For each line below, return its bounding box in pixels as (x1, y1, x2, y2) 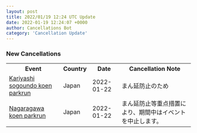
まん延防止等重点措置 (121, 100, 181, 108)
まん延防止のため (121, 82, 169, 90)
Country (63, 65, 87, 73)
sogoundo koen (9, 81, 52, 90)
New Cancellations (6, 50, 62, 58)
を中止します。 (121, 117, 162, 125)
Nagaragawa (9, 104, 45, 112)
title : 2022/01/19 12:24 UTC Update (6, 14, 96, 20)
